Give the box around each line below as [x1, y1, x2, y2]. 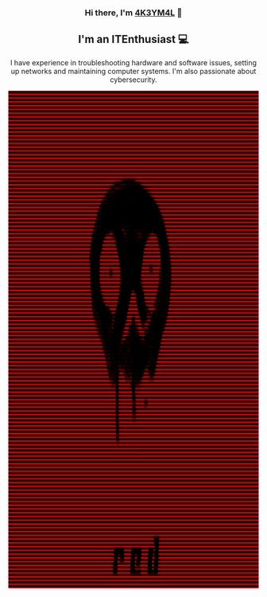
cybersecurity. [110, 75, 157, 84]
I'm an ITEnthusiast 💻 [78, 33, 189, 46]
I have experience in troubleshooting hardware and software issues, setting [10, 57, 257, 67]
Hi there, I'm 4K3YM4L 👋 [84, 7, 183, 18]
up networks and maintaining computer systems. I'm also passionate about [10, 66, 257, 76]
